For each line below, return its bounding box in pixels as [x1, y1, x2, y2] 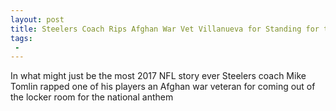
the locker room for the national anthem [10, 91, 174, 103]
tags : [10, 33, 33, 43]
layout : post [10, 14, 65, 25]
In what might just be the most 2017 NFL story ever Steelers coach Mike [10, 70, 307, 82]
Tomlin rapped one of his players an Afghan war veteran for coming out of [10, 81, 316, 93]
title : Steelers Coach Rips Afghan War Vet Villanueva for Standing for [10, 24, 320, 34]
